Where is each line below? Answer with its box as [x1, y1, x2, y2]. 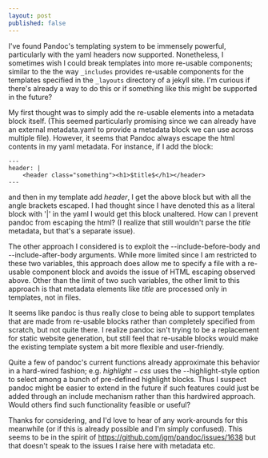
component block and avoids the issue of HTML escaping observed [31, 267, 256, 277]
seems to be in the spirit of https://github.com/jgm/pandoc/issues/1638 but [8, 432, 256, 442]
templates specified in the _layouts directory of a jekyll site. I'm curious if [8, 75, 250, 85]
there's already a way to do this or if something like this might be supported [8, 83, 258, 93]
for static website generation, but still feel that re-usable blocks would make [8, 333, 258, 343]
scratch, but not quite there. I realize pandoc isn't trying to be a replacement [8, 325, 260, 334]
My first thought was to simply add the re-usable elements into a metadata [8, 107, 254, 117]
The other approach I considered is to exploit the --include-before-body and [8, 241, 261, 251]
